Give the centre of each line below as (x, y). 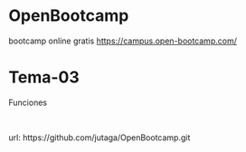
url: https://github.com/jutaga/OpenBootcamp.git (99, 138)
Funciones (28, 102)
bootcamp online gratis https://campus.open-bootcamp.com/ (123, 41)
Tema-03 (44, 77)
